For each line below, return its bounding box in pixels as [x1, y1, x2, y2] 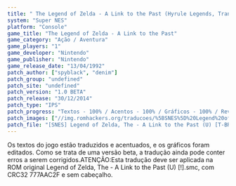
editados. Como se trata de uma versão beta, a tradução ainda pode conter [7, 148, 225, 157]
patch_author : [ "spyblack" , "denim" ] [7, 69, 118, 76]
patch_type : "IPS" [7, 102, 61, 109]
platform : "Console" [7, 23, 68, 30]
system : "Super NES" [7, 17, 68, 24]
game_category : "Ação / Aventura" [7, 36, 109, 44]
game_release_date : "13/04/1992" [7, 62, 105, 69]
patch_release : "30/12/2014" [7, 95, 93, 102]
